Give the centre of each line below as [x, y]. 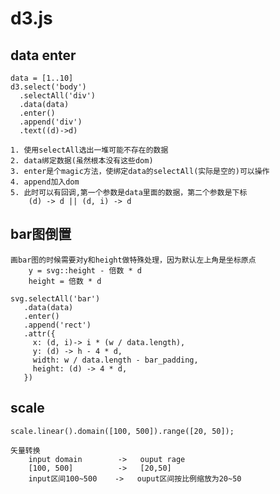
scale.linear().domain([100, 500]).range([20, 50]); [122, 431]
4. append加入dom [45, 182]
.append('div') [51, 122]
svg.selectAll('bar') [55, 298]
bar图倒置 [41, 234]
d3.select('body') [48, 87]
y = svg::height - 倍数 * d [85, 270]
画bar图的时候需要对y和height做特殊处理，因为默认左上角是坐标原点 [133, 260]
